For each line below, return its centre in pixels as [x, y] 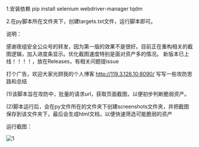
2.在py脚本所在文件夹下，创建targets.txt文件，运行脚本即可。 [81, 21]
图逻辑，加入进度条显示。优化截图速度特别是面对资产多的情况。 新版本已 [95, 54]
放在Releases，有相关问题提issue [78, 61]
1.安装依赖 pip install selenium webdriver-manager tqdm [74, 9]
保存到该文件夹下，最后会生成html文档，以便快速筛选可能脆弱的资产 [89, 114]
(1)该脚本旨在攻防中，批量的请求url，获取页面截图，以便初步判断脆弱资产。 [98, 94]
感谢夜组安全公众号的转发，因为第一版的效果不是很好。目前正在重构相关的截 [99, 47]
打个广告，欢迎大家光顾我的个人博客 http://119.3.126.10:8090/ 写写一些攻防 [97, 74]
